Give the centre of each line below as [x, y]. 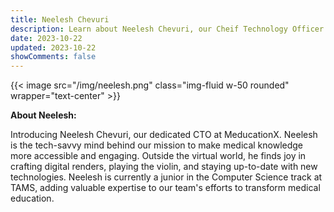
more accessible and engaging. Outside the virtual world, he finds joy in [158, 156]
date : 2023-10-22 [46, 38]
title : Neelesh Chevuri [60, 19]
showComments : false [53, 57]
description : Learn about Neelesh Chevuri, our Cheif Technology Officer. [169, 29]
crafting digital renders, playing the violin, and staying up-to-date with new [164, 167]
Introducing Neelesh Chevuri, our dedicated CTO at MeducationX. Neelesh [164, 135]
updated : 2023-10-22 [53, 47]
